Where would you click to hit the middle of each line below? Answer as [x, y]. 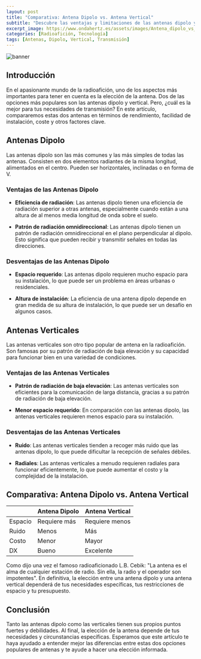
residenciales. [32, 287]
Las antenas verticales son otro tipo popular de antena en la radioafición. [96, 345]
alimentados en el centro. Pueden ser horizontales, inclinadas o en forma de [100, 168]
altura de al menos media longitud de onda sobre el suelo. [86, 215]
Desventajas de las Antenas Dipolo [58, 261]
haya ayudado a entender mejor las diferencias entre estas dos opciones [96, 643]
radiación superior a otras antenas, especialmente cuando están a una [101, 209]
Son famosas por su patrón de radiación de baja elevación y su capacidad [98, 351]
